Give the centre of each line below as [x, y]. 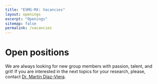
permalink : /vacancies [28, 28]
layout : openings [23, 14]
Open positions [37, 53]
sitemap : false [21, 23]
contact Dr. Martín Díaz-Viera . [35, 77]
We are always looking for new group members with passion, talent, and [79, 66]
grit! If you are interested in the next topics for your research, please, [75, 72]
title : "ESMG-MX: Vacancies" [35, 10]
